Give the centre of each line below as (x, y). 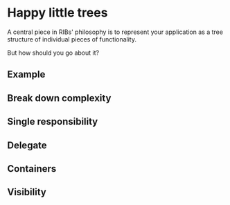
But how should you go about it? (53, 53)
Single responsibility (53, 122)
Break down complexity (59, 98)
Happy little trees (57, 13)
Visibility (27, 192)
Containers (32, 169)
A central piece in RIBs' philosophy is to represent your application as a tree (115, 32)
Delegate (27, 145)
